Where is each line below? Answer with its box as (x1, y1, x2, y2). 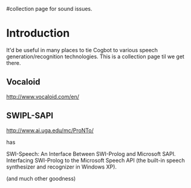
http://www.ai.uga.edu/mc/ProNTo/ (6, 127, 94, 134)
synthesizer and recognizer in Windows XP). (6, 163, 117, 170)
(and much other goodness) (6, 175, 76, 182)
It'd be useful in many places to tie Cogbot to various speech (6, 46, 158, 53)
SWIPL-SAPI (6, 110, 53, 121)
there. (6, 59, 21, 66)
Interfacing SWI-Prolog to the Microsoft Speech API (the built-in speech (6, 156, 186, 164)
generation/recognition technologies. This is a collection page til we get (6, 53, 184, 60)
